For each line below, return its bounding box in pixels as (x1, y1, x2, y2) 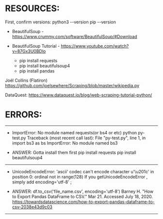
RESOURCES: (5, 3, 60, 14)
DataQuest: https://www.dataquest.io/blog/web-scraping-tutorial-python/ (5, 92, 152, 98)
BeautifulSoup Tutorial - (12, 43, 60, 49)
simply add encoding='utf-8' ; (12, 179, 72, 185)
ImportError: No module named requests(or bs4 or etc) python (12, 129, 137, 135)
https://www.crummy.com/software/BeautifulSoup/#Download (12, 34, 137, 39)
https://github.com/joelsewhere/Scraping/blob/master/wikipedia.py (5, 82, 140, 88)
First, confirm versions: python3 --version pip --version (5, 19, 116, 25)
